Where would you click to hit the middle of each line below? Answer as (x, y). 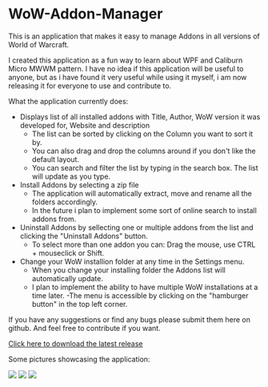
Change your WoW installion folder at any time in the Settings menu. (132, 261)
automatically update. (68, 278)
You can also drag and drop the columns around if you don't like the (144, 151)
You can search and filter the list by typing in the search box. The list (145, 167)
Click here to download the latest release (76, 343)
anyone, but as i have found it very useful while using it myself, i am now (128, 77)
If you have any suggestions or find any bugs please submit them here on (129, 319)
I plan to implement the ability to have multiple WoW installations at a (145, 287)
